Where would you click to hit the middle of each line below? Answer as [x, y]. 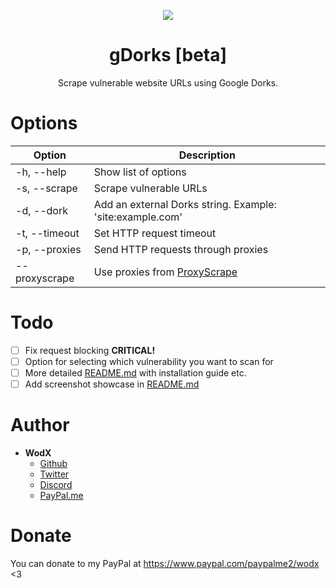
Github [53, 463]
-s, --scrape [46, 188]
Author [40, 425]
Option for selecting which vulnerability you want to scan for [149, 361]
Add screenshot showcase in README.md [112, 384]
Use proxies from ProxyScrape [165, 272]
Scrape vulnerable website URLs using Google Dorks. [168, 82]
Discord [56, 484]
